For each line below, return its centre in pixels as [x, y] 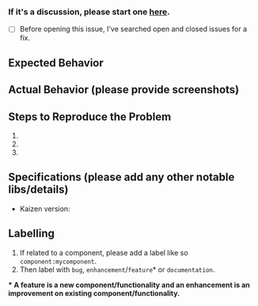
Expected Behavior [56, 63]
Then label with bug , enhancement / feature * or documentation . [117, 269]
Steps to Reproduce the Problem [90, 117]
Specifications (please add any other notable [121, 178]
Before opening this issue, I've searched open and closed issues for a [133, 29]
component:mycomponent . [58, 261]
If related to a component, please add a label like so [104, 252]
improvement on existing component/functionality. [94, 293]
